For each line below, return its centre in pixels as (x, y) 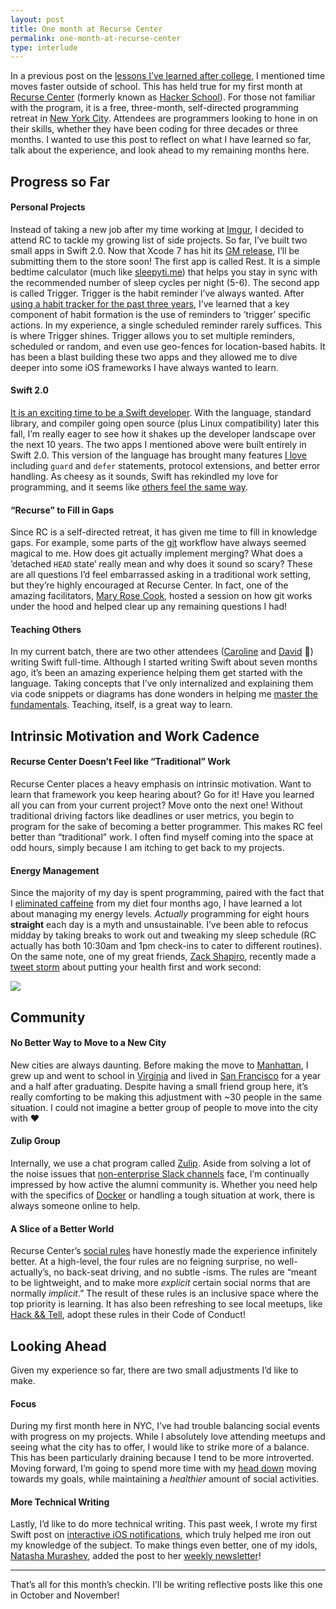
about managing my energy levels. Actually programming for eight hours (160, 914)
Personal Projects (48, 207)
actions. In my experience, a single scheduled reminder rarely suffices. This (166, 325)
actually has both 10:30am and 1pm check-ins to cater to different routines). (166, 946)
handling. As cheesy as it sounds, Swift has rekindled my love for (144, 477)
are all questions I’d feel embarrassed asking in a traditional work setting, (161, 575)
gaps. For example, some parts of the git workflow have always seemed (158, 543)
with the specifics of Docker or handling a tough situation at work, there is (162, 1195)
